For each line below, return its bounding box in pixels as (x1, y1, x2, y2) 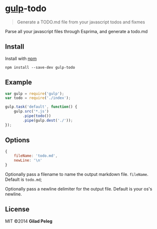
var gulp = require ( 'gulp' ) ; (5, 91, 64, 96)
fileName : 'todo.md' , (14, 153, 58, 158)
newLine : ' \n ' (14, 158, 42, 163)
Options (5, 136, 30, 144)
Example (5, 78, 32, 87)
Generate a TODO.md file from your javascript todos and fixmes (17, 19, 145, 25)
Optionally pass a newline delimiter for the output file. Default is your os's (5, 186, 153, 191)
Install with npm (5, 56, 37, 61)
